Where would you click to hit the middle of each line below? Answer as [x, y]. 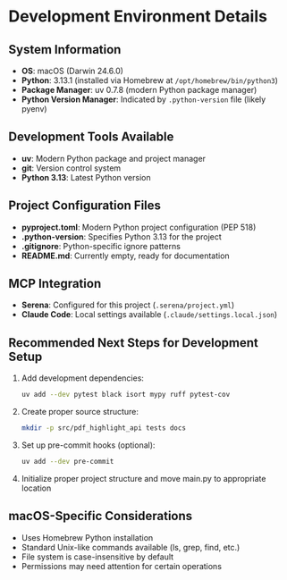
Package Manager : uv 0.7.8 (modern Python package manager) [139, 90]
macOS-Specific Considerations [101, 516]
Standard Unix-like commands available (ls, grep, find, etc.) [131, 547]
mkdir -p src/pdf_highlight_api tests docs [104, 428]
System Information [65, 50]
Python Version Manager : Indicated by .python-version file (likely [143, 99]
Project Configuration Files [85, 206]
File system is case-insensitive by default [97, 557]
